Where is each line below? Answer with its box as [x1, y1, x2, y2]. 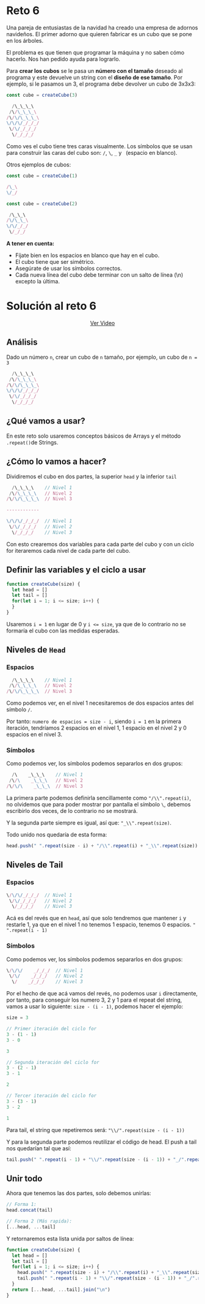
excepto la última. [15, 278, 60, 285]
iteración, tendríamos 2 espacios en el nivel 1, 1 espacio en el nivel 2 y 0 [6, 724, 187, 732]
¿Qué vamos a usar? [6, 416, 85, 426]
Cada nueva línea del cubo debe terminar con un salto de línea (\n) [15, 271, 184, 279]
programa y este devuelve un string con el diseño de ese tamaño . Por [6, 73, 183, 81]
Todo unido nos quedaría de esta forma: [6, 831, 107, 839]
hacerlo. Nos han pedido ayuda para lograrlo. [6, 55, 121, 62]
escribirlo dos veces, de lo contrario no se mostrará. [6, 808, 138, 815]
